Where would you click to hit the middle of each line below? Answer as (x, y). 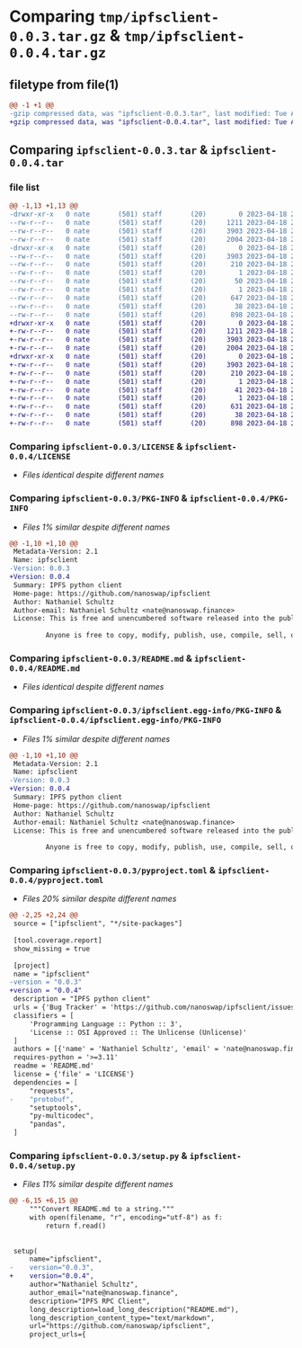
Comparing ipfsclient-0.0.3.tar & (109, 150)
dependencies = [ (45, 1082)
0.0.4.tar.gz (58, 54)
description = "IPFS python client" (82, 999)
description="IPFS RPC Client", (90, 1301)
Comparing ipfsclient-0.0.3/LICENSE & (96, 446)
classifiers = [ (44, 1015)
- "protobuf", (42, 1099)
